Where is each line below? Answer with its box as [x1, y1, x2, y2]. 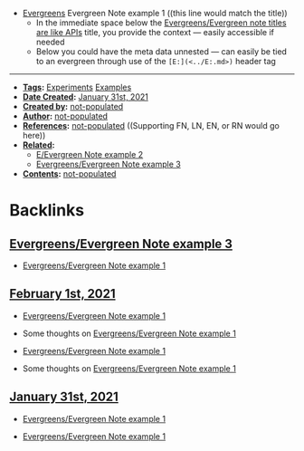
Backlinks [9, 200, 85, 221]
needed [35, 36, 65, 47]
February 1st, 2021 [9, 286, 116, 302]
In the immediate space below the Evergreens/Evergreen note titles [35, 17, 287, 28]
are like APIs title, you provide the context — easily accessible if [35, 27, 274, 37]
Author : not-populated [22, 110, 109, 121]
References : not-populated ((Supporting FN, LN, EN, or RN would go [22, 120, 280, 130]
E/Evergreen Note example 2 [35, 149, 144, 159]
